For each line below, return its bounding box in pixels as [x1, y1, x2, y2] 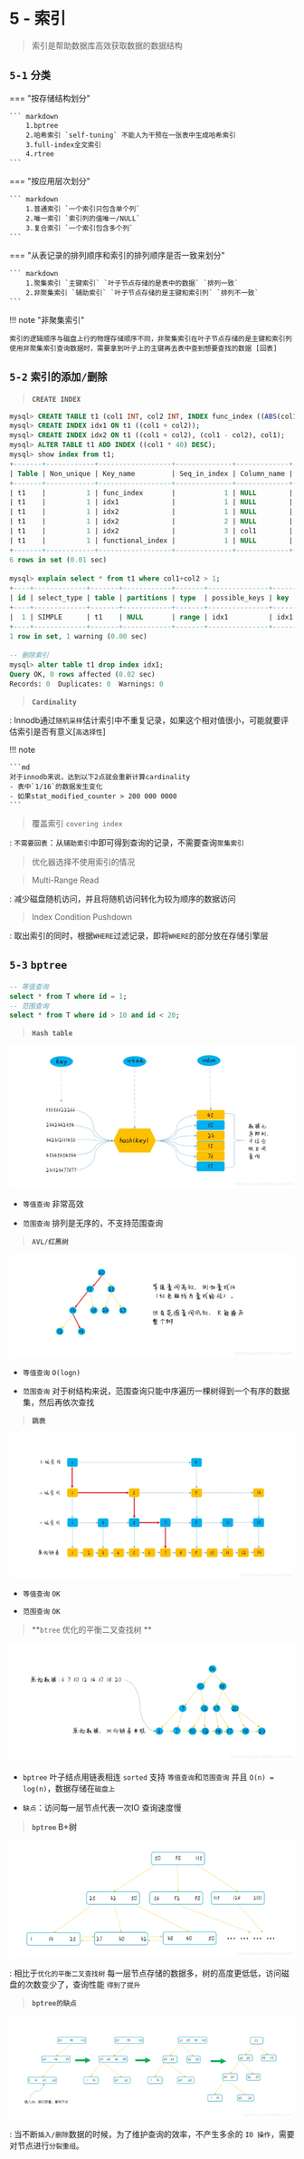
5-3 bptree [9, 959, 68, 972]
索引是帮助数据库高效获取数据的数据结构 [31, 40, 183, 51]
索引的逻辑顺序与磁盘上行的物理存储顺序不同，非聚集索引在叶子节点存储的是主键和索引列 [9, 334, 292, 343]
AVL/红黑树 [31, 1237, 70, 1246]
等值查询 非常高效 [22, 1198, 84, 1209]
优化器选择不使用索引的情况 [31, 856, 136, 867]
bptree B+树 [31, 1822, 77, 1832]
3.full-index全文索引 [25, 140, 102, 150]
